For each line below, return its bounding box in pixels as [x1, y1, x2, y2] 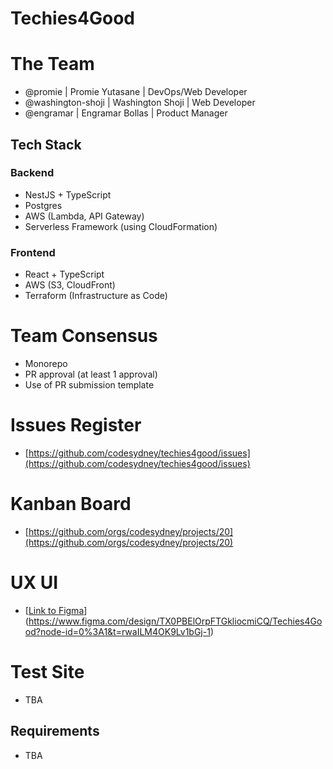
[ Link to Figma [24, 604, 85, 616]
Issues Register [10, 414, 142, 437]
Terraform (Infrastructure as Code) [24, 290, 168, 302]
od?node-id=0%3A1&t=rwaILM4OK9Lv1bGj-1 [24, 625, 211, 637]
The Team [10, 53, 95, 76]
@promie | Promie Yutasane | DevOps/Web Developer [24, 86, 248, 98]
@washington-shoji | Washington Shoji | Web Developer [24, 97, 256, 109]
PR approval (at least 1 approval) [24, 368, 158, 381]
